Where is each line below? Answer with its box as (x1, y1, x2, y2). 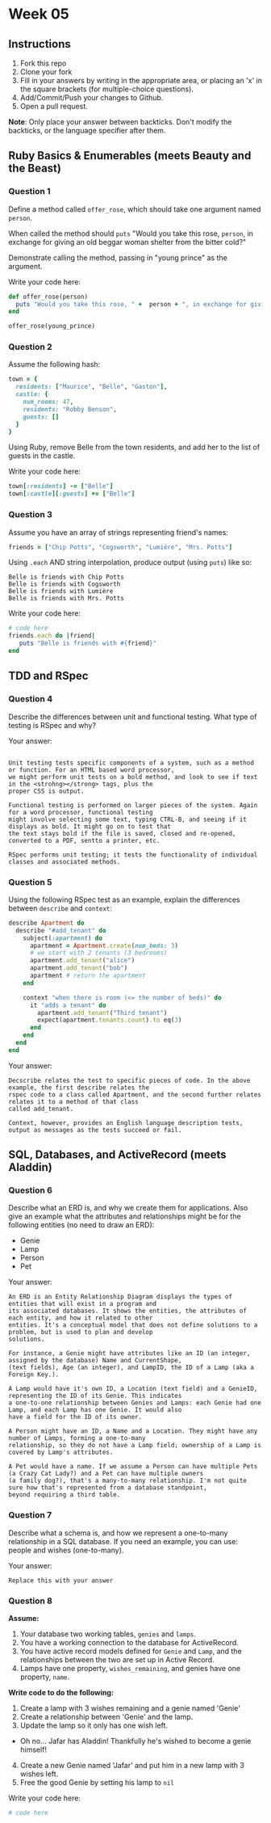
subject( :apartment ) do (23, 934, 103, 942)
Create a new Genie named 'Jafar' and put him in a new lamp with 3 (19, 1761, 244, 1770)
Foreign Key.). (8, 1370, 60, 1379)
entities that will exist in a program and (8, 1300, 157, 1308)
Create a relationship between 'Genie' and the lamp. (19, 1712, 194, 1722)
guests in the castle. (8, 451, 76, 461)
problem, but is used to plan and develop (8, 1328, 153, 1337)
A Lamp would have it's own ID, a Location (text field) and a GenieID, (8, 1385, 258, 1393)
